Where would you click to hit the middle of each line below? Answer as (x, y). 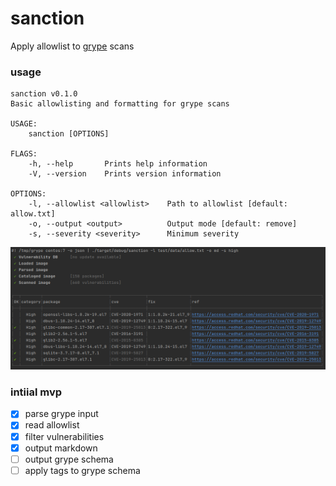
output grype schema (69, 459)
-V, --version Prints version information (125, 174)
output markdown (61, 448)
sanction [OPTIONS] (69, 134)
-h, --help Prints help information (118, 164)
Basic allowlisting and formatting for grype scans (120, 104)
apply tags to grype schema (82, 470)
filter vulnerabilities (64, 436)
